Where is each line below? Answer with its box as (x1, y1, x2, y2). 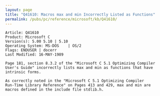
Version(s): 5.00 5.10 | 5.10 (5, 39, 68, 44)
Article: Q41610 (5, 30, 39, 35)
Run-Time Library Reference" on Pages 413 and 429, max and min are (5, 83, 151, 88)
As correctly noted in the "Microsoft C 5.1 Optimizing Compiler (5, 78, 144, 83)
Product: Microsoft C (5, 34, 50, 40)
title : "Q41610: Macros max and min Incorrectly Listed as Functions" (5, 12, 155, 17)
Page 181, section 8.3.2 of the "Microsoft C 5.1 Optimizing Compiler (5, 61, 155, 66)
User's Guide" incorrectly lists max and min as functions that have (5, 65, 153, 70)
